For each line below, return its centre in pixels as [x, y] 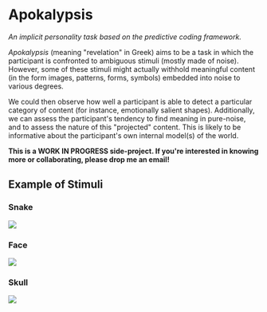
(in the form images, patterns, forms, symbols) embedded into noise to [124, 77]
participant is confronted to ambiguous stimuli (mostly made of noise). [124, 61]
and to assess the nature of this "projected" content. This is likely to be [125, 127]
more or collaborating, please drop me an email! [89, 159]
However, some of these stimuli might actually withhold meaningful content [132, 69]
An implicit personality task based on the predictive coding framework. [125, 37]
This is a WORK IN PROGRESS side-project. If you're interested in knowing [133, 151]
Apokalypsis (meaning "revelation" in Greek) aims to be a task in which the [131, 52]
